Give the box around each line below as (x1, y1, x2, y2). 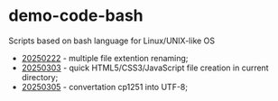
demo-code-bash (8, 5, 144, 26)
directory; (21, 71, 59, 82)
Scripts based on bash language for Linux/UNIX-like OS (8, 35, 216, 46)
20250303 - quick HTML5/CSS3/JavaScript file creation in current (21, 62, 269, 73)
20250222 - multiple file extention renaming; (21, 52, 189, 63)
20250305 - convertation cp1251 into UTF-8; (21, 81, 189, 92)
